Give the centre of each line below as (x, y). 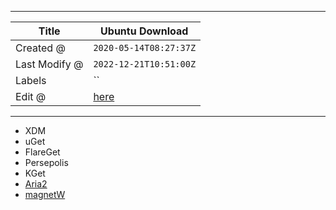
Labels (31, 80)
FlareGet (42, 152)
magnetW (45, 194)
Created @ (40, 48)
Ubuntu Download (144, 31)
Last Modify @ (49, 64)
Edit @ (31, 96)
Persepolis (46, 162)
